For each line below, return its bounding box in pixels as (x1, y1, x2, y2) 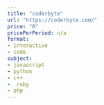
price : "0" (7, 23, 39, 30)
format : (7, 36, 30, 43)
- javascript (7, 61, 45, 68)
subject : (7, 55, 33, 62)
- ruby (7, 81, 30, 88)
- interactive (7, 42, 49, 49)
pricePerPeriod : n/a (7, 29, 67, 37)
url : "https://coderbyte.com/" (7, 17, 98, 23)
